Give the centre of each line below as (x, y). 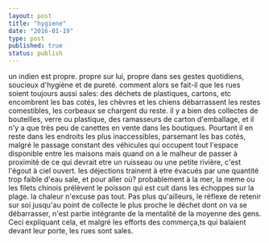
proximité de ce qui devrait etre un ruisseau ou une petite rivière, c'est (125, 162)
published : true (35, 46)
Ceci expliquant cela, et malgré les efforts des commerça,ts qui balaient (127, 222)
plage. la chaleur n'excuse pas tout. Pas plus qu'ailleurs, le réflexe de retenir (135, 196)
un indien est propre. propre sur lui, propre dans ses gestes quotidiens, (126, 76)
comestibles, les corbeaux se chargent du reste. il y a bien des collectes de (133, 111)
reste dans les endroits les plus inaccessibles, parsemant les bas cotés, (127, 136)
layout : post (30, 16)
